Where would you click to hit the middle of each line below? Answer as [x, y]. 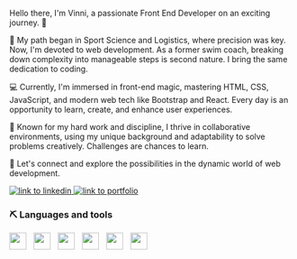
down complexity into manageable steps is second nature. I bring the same [148, 59]
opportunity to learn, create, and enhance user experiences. [121, 109]
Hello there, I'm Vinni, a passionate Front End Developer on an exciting [140, 13]
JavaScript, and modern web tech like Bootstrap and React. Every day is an [149, 100]
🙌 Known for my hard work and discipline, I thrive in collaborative [130, 127]
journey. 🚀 [28, 23]
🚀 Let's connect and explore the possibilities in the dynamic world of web [145, 163]
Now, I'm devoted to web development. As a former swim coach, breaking [147, 50]
